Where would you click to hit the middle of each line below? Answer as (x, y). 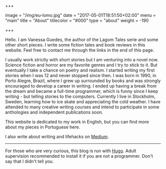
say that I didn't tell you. (29, 161)
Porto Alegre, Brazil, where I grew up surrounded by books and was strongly (83, 81)
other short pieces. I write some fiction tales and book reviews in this (75, 45)
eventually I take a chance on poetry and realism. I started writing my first (80, 70)
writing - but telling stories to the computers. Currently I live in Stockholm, (80, 96)
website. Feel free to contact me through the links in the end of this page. (80, 50)
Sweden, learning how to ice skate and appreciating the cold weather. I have (83, 102)
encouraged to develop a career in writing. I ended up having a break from (81, 86)
